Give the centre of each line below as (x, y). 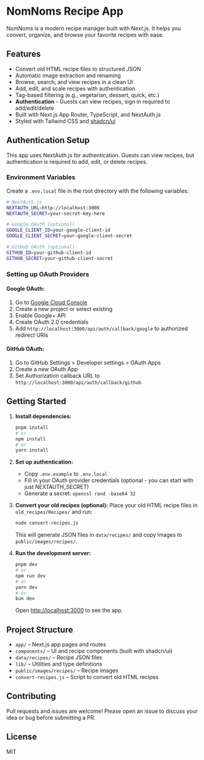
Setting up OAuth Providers (48, 274)
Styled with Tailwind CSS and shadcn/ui (65, 121)
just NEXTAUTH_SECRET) (56, 487)
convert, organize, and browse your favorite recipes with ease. (85, 34)
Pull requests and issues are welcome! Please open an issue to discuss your (102, 711)
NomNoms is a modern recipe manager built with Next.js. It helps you (94, 28)
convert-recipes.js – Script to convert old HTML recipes (87, 677)
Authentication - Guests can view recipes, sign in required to (93, 101)
